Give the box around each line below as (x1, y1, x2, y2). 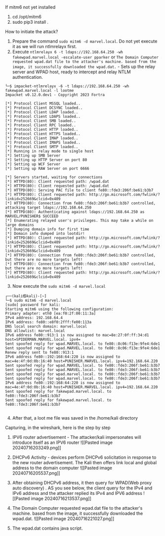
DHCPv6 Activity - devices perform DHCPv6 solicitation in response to (12, 454, 157, 460)
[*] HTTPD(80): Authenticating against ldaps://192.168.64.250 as (5, 210, 145, 214)
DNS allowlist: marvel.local (5, 328, 65, 333)
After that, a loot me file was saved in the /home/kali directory (12, 415, 138, 421)
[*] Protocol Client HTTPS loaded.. (5, 131, 81, 136)
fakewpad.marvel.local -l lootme (5, 88, 74, 93)
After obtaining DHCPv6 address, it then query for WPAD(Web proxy (12, 480, 152, 485)
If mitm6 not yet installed (5, 4, 56, 10)
